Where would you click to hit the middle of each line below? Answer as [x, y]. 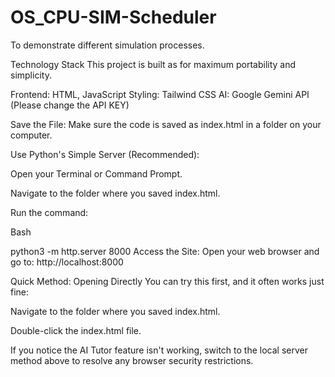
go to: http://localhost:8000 [67, 262]
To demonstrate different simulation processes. [107, 45]
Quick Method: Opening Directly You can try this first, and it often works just [167, 281]
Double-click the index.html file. [76, 330]
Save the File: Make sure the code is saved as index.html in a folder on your [166, 124]
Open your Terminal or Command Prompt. [96, 173]
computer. [31, 135]
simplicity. [31, 75]
